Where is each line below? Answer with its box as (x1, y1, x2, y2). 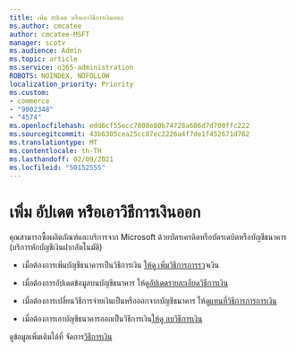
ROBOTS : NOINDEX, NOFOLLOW (9, 72, 110, 81)
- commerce (9, 96, 50, 106)
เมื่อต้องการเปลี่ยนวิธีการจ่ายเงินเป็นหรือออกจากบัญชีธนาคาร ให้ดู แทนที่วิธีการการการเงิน (21, 296, 277, 306)
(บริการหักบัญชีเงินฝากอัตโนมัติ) (9, 242, 103, 253)
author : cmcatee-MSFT (9, 30, 90, 39)
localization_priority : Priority (9, 80, 134, 89)
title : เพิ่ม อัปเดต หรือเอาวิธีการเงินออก (9, 13, 123, 22)
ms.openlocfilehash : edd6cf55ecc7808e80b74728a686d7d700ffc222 (9, 122, 250, 131)
